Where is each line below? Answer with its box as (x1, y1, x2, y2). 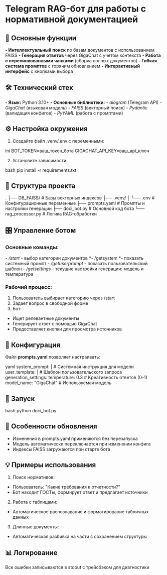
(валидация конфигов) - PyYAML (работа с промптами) (5, 110, 123, 116)
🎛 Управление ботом (5, 226, 76, 235)
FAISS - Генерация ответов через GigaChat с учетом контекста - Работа (5, 52, 161, 58)
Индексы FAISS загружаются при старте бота (12, 446, 110, 452)
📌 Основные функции (5, 34, 77, 42)
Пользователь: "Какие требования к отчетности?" (12, 484, 120, 490)
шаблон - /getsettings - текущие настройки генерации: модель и (5, 266, 144, 272)
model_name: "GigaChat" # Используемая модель (5, 380, 112, 386)
